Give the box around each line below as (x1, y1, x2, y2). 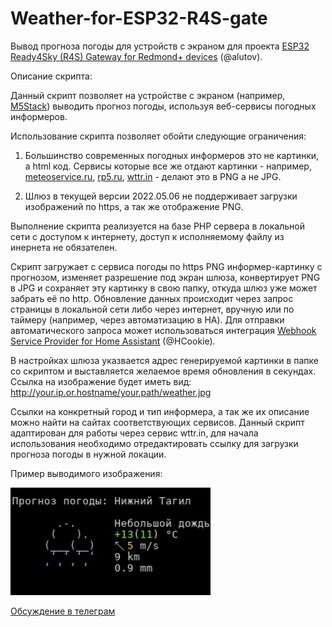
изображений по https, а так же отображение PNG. (24, 200, 244, 212)
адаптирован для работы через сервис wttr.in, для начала (10, 427, 259, 439)
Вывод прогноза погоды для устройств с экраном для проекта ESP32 (10, 40, 310, 52)
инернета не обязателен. (10, 241, 118, 253)
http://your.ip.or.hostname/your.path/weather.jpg (10, 386, 212, 398)
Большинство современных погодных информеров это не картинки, (24, 149, 320, 161)
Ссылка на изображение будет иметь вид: (10, 375, 192, 387)
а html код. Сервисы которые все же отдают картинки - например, (24, 160, 312, 172)
